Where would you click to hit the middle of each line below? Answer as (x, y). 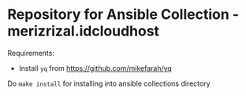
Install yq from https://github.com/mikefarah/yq (95, 68)
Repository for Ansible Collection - (123, 15)
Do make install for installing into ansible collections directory (109, 83)
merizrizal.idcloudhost (83, 31)
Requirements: (31, 53)
